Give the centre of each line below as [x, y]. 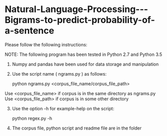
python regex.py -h [32, 118]
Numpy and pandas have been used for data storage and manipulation [85, 64]
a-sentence [30, 31]
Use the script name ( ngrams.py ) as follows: [59, 74]
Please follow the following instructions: [46, 44]
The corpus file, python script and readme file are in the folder [77, 128]
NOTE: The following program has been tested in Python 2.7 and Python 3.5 [83, 54]
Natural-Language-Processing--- [76, 9]
